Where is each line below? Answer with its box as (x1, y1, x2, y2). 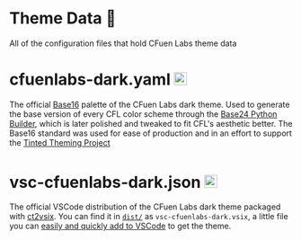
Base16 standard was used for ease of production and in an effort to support (9, 128, 292, 138)
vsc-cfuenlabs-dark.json (9, 172, 201, 192)
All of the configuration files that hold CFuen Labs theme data (9, 38, 237, 49)
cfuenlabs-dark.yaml (9, 69, 171, 90)
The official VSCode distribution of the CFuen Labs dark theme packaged (9, 201, 281, 212)
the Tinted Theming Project (9, 137, 111, 147)
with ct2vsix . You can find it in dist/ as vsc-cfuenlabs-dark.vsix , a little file (9, 211, 289, 222)
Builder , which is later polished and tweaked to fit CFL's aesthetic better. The (9, 118, 294, 129)
